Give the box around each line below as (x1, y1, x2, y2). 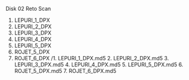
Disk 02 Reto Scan (5, 5, 51, 12)
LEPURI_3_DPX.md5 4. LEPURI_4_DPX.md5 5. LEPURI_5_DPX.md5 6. (14, 61, 184, 68)
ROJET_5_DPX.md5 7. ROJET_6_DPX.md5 (14, 67, 117, 74)
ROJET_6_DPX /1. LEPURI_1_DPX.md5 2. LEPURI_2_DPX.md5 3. (14, 55, 169, 61)
